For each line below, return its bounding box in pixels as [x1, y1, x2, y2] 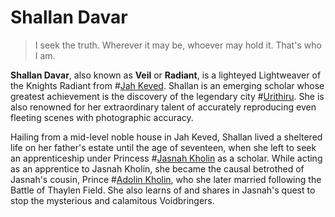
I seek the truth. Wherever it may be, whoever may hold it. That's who [34, 39, 322, 51]
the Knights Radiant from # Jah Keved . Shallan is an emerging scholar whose [10, 79, 325, 91]
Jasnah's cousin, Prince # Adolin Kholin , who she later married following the [10, 173, 322, 185]
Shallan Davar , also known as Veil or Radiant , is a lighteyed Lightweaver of [10, 69, 322, 81]
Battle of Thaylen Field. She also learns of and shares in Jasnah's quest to [10, 184, 316, 196]
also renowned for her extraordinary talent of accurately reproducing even [10, 101, 317, 113]
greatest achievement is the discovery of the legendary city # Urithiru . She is [10, 90, 325, 102]
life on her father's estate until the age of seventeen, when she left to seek [10, 141, 317, 153]
